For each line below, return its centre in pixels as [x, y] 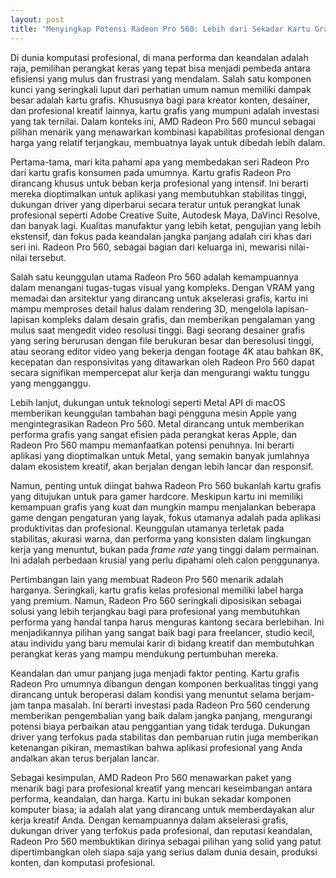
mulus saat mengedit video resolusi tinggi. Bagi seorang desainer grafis [158, 330]
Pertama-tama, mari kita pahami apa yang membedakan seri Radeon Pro [160, 162]
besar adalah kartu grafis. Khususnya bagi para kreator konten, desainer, [160, 100]
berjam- [298, 694]
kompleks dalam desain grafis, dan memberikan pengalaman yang [178, 319]
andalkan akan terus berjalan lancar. [85, 758]
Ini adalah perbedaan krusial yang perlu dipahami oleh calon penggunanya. [165, 560]
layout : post [37, 19]
